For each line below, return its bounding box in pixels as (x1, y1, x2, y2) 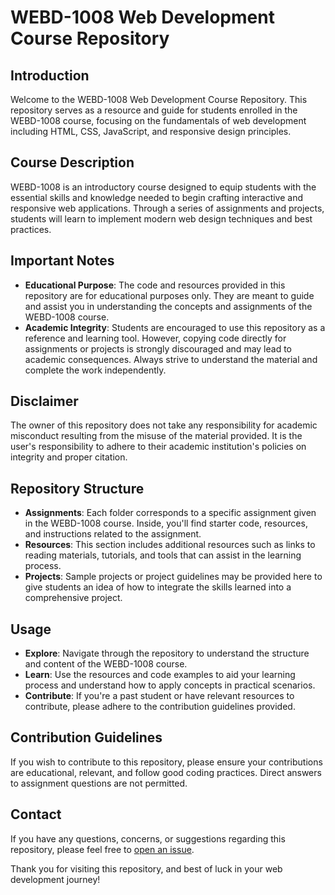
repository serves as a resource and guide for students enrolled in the (10, 104, 298, 116)
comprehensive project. (24, 592, 123, 604)
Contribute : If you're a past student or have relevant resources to (24, 690, 295, 702)
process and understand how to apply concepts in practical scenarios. (24, 679, 316, 691)
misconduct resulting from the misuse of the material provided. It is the (10, 430, 303, 442)
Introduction (10, 67, 90, 84)
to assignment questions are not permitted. (10, 777, 188, 789)
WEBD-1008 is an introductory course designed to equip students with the (10, 181, 317, 193)
